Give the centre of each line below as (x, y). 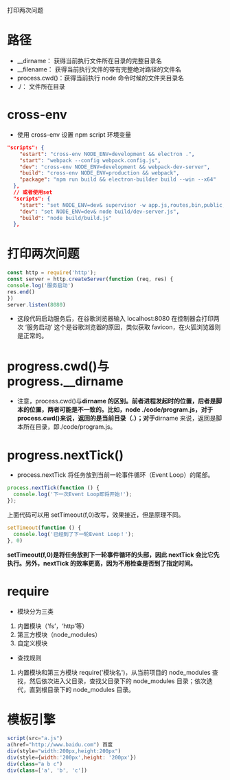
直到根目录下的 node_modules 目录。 (82, 689)
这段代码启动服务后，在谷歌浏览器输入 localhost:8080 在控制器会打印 (115, 319)
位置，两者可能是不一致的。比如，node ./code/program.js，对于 (121, 410)
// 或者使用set (33, 192)
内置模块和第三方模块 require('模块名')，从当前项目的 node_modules (114, 672)
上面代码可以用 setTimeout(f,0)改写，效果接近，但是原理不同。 (96, 515)
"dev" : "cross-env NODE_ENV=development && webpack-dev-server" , (115, 167)
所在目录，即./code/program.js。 (70, 427)
